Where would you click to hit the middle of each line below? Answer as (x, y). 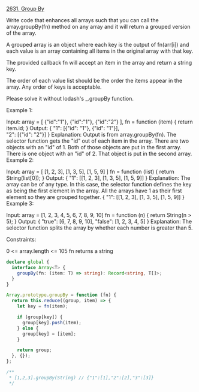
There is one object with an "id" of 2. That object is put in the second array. (99, 153)
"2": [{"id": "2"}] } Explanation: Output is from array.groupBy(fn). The (91, 135)
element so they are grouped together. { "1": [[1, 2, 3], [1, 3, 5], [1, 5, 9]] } (95, 197)
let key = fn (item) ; (43, 306)
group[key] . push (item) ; (52, 322)
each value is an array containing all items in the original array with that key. (100, 51)
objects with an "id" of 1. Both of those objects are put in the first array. (94, 147)
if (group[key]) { (40, 317)
